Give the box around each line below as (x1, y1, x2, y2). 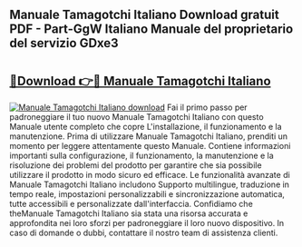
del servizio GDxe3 (9, 35, 120, 51)
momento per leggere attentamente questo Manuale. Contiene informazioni (9, 141, 291, 151)
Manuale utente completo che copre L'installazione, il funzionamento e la (9, 122, 283, 132)
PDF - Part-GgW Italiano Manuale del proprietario (9, 22, 294, 37)
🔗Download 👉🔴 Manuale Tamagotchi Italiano (9, 73, 271, 89)
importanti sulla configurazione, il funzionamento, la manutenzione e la (9, 150, 274, 161)
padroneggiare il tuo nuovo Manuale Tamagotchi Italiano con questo (9, 112, 265, 122)
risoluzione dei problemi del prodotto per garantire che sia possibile (9, 160, 262, 171)
